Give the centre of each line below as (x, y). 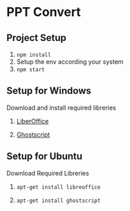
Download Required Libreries (48, 173)
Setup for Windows (49, 91)
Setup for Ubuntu (45, 157)
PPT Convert (44, 12)
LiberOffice (32, 121)
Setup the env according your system (70, 62)
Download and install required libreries (62, 108)
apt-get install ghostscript (58, 201)
